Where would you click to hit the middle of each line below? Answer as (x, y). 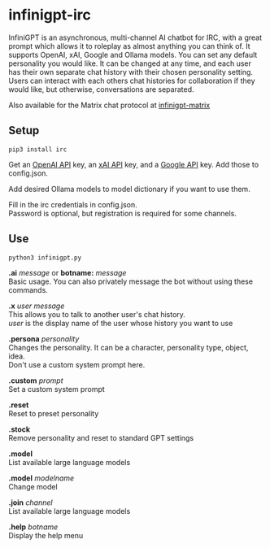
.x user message (37, 306)
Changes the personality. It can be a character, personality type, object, (128, 347)
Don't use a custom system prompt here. (77, 364)
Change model (33, 486)
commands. (28, 289)
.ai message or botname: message (67, 272)
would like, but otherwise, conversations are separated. (101, 89)
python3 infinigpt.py (45, 258)
